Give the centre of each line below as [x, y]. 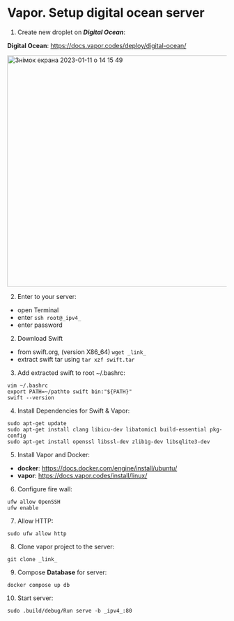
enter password [40, 325]
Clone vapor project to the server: [66, 546]
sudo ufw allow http [37, 534]
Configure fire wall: [45, 489]
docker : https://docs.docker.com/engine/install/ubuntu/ [97, 468]
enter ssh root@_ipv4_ [49, 317]
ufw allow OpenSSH [34, 502]
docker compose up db [39, 585]
